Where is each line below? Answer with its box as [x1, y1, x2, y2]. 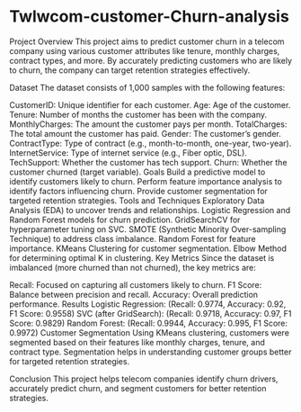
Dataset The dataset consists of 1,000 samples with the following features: [9, 82, 286, 93]
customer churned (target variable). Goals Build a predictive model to [9, 166, 266, 177]
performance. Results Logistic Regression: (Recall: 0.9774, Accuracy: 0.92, [9, 299, 287, 309]
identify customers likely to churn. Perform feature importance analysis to [9, 175, 283, 186]
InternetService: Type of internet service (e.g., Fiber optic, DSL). [9, 147, 247, 158]
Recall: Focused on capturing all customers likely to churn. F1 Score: [9, 279, 262, 290]
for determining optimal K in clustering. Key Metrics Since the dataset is [9, 252, 275, 263]
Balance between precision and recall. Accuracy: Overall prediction [9, 289, 259, 300]
